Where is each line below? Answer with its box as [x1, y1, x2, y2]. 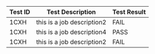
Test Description [46, 8, 96, 16]
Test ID [9, 8, 31, 16]
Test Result [112, 8, 146, 16]
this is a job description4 [36, 28, 107, 36]
